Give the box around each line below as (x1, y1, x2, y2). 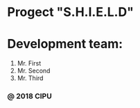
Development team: (7, 36, 123, 52)
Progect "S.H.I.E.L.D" (7, 4, 134, 20)
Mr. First (17, 59, 42, 68)
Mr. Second (17, 67, 51, 75)
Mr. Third (17, 74, 44, 82)
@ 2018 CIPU (7, 91, 52, 101)
